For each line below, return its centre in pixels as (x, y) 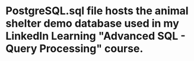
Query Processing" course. (74, 49)
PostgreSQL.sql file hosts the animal (97, 11)
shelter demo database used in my (92, 23)
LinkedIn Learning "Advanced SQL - (96, 36)
